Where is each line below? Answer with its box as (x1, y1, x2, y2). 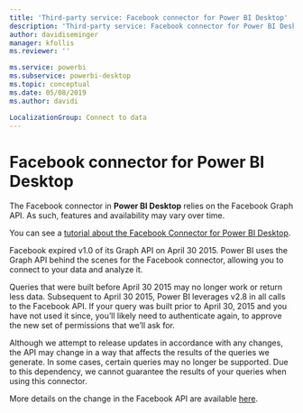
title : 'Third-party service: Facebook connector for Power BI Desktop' (9, 13, 289, 23)
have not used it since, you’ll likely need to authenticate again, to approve (9, 310, 282, 321)
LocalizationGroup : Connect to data (9, 113, 147, 122)
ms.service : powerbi (9, 63, 87, 72)
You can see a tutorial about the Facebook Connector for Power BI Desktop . (9, 227, 291, 239)
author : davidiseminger (9, 30, 99, 39)
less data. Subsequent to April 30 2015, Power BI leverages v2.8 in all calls (9, 291, 286, 302)
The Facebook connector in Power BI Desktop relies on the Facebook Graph (9, 200, 294, 212)
